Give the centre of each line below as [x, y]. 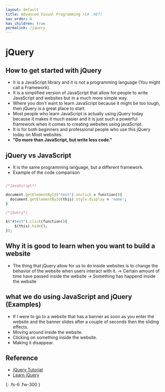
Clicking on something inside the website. [55, 337]
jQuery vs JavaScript [39, 155]
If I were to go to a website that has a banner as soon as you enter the [83, 316]
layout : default [22, 10]
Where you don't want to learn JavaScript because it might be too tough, [86, 103]
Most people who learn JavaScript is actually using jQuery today [78, 114]
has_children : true [26, 23]
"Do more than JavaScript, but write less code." [62, 140]
